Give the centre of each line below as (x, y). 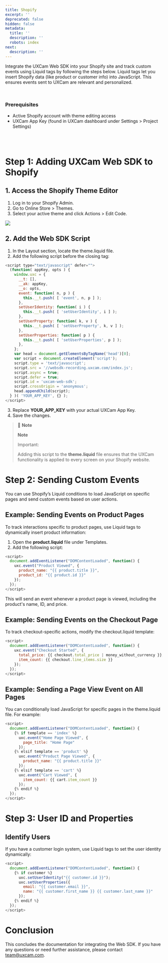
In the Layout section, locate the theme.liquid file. (63, 251)
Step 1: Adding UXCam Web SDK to (79, 162)
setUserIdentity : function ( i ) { (54, 307)
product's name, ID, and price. (36, 604)
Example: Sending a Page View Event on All (74, 689)
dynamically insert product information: (46, 532)
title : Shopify (21, 10)
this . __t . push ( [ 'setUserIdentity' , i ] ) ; (70, 312)
